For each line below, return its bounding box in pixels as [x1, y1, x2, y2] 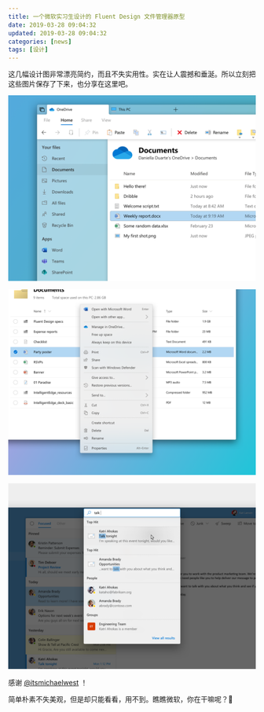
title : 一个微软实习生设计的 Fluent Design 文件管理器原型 [8, 13, 185, 20]
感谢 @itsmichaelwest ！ [8, 678, 88, 688]
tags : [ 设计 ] [8, 46, 49, 54]
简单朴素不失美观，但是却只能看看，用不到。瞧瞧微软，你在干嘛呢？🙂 [8, 695, 233, 704]
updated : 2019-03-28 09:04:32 [8, 29, 108, 37]
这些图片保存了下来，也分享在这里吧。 [8, 79, 132, 89]
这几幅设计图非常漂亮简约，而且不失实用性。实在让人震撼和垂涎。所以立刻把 [8, 69, 256, 79]
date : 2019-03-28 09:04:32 [8, 20, 97, 29]
